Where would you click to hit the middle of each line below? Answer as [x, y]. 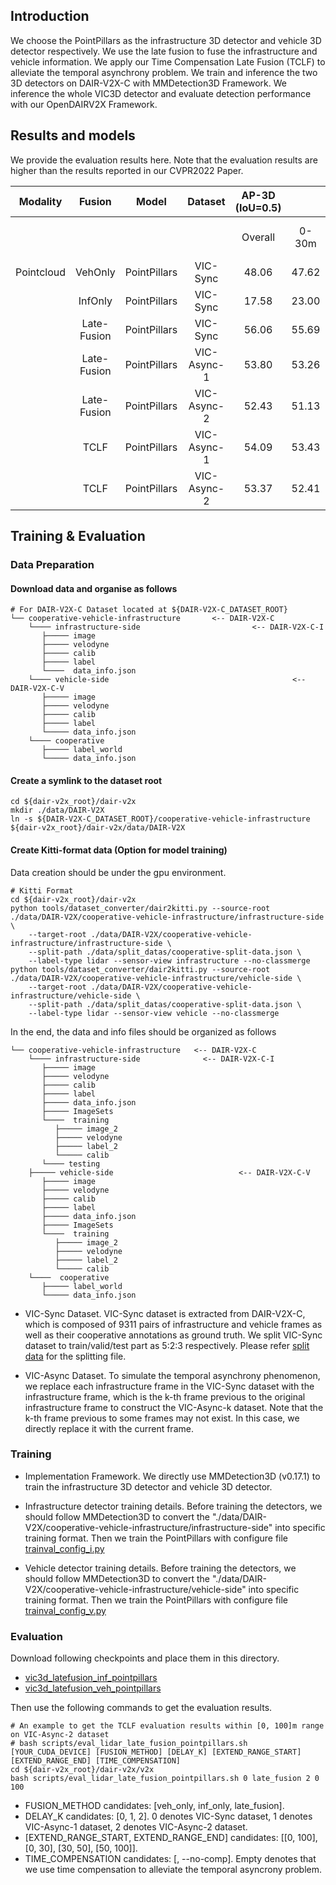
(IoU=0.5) [258, 207]
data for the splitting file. [75, 1356]
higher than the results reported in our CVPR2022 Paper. [127, 170]
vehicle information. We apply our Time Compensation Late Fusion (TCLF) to [168, 61]
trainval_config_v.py [65, 1610]
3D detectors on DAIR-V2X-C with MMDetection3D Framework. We [148, 83]
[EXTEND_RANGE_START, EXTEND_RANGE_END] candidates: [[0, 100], [171, 1838]
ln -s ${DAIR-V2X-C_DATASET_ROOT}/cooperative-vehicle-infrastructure [160, 819]
